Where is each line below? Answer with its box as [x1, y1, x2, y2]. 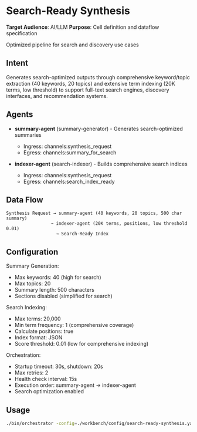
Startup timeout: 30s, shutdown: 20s [14, 363, 104, 370]
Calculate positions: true [14, 328, 74, 335]
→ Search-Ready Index [56, 231, 109, 237]
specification [6, 29, 38, 36]
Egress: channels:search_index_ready [23, 178, 116, 185]
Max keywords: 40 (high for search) [14, 274, 101, 281]
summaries [14, 131, 42, 139]
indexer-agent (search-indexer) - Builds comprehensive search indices [14, 160, 188, 167]
